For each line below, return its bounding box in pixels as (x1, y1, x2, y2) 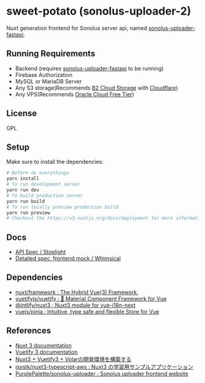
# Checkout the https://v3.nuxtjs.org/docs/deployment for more (6, 215, 173, 222)
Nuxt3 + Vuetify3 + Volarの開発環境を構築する (15, 355, 132, 363)
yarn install (6, 175, 40, 182)
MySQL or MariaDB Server (15, 77, 82, 85)
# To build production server (6, 192, 84, 199)
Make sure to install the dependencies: (6, 158, 104, 166)
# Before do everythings (6, 170, 70, 176)
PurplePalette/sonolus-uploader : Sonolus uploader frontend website (15, 370, 189, 377)
